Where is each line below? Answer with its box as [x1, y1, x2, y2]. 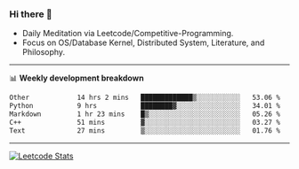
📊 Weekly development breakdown [9, 73, 144, 83]
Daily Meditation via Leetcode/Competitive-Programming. [21, 28, 234, 39]
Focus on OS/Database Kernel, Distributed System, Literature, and [21, 37, 265, 48]
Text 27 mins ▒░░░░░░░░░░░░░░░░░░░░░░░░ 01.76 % [9, 126, 280, 135]
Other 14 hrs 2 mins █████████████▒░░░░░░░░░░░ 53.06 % [9, 93, 280, 103]
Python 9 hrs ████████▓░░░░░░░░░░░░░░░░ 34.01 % [9, 102, 280, 111]
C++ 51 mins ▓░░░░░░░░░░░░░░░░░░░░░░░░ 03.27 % [9, 118, 280, 127]
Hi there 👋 [9, 8, 53, 20]
